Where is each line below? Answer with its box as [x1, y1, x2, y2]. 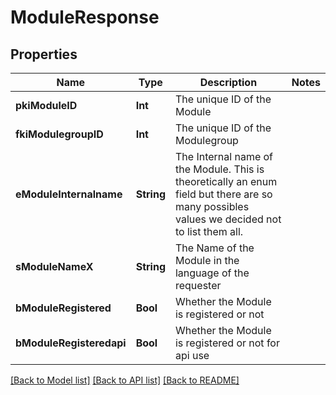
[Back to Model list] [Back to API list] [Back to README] [10, 374, 240, 386]
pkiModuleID [15, 99, 78, 112]
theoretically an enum [174, 175, 278, 188]
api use [174, 349, 210, 362]
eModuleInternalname [15, 187, 123, 201]
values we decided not [174, 212, 282, 226]
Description [199, 76, 258, 89]
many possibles [174, 200, 250, 213]
